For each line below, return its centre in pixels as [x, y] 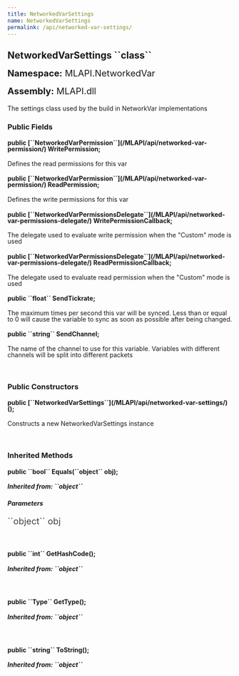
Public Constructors [43, 386]
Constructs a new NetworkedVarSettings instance [81, 424]
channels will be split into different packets [70, 354]
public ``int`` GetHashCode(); [52, 554]
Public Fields [30, 127]
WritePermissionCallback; [133, 220]
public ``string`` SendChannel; [54, 334]
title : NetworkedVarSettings [51, 14]
